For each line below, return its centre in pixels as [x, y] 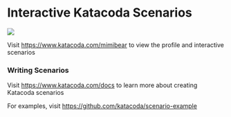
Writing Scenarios [38, 70]
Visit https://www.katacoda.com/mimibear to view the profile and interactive [116, 45]
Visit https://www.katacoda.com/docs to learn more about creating [102, 85]
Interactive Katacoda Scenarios [100, 13]
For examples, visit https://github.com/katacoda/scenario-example [102, 106]
